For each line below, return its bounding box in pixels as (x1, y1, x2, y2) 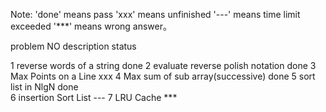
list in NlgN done (10, 81, 79, 93)
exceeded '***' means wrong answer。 (10, 20, 172, 32)
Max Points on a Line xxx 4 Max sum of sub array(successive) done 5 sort (10, 70, 316, 82)
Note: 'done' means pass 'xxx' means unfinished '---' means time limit (10, 9, 301, 20)
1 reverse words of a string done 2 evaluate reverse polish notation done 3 (10, 60, 317, 71)
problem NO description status (10, 40, 137, 52)
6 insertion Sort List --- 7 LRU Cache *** (10, 92, 178, 103)
